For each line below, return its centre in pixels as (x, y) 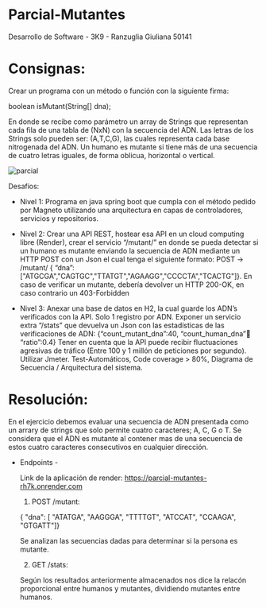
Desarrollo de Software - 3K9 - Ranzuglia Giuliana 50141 (100, 37)
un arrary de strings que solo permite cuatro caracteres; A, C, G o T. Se (125, 430)
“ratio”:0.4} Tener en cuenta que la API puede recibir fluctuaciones (129, 342)
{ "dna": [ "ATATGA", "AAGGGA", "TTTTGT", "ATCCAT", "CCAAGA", (128, 517)
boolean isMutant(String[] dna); (60, 106)
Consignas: (47, 69)
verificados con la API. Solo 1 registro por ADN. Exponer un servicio (130, 316)
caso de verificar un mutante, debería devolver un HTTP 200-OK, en (132, 285)
